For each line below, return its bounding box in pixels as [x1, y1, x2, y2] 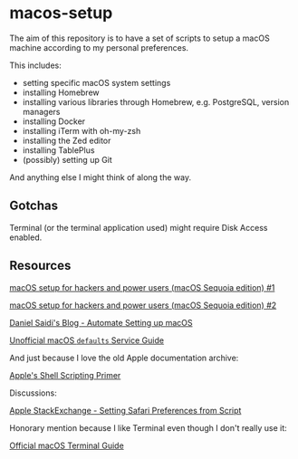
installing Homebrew [22, 87, 100, 98]
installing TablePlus [22, 144, 95, 156]
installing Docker [22, 116, 86, 127]
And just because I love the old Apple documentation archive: [9, 352, 239, 363]
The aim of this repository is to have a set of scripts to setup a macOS [9, 33, 270, 43]
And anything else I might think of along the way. [9, 171, 192, 183]
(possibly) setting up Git [22, 154, 113, 165]
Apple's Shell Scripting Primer [9, 369, 121, 380]
